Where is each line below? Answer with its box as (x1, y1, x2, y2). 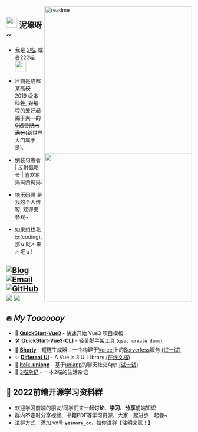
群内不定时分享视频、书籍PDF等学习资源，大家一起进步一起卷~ (14, 411, 168, 418)
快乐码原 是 (14, 191, 42, 198)
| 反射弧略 (14, 164, 39, 171)
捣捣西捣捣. (14, 178, 42, 186)
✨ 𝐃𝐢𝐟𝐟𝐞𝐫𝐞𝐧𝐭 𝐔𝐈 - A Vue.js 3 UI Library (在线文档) (14, 354, 131, 361)
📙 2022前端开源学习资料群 (6, 387, 103, 398)
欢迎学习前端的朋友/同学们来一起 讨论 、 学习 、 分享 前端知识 (14, 404, 156, 411)
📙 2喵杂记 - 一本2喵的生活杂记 (14, 369, 88, 376)
